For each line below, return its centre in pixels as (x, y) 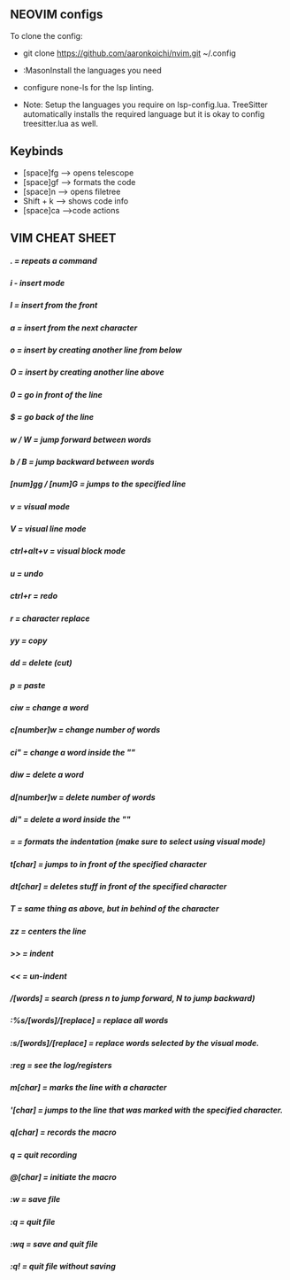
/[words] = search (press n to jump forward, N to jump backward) (133, 998)
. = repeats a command (54, 260)
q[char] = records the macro (63, 1132)
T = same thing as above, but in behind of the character (114, 909)
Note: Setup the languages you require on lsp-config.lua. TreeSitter (145, 105)
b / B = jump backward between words (82, 462)
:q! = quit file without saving (63, 1267)
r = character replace (50, 618)
